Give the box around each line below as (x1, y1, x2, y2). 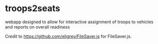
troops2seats (5, 3, 60, 14)
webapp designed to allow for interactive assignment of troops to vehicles (5, 19, 154, 25)
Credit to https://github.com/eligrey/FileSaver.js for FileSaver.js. (5, 33, 132, 39)
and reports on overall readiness (5, 24, 70, 29)
